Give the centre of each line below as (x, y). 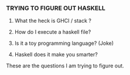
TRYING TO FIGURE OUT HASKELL (56, 8)
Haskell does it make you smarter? (56, 55)
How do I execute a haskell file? (53, 32)
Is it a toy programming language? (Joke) (64, 43)
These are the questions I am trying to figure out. (65, 66)
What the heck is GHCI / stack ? (53, 21)
